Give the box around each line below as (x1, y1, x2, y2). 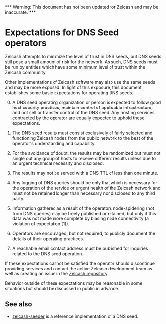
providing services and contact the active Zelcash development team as (5, 265, 153, 271)
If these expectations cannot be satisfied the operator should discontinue (5, 260, 155, 266)
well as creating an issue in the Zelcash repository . (5, 270, 109, 276)
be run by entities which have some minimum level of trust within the (5, 64, 145, 70)
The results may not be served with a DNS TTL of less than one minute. (12, 170, 159, 176)
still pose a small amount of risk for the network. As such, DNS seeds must (5, 59, 158, 65)
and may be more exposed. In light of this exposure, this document (5, 84, 142, 90)
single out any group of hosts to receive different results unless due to (12, 155, 156, 161)
